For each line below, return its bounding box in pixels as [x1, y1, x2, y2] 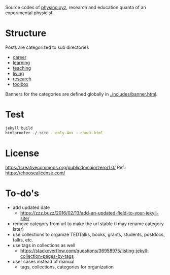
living [12, 70, 24, 76]
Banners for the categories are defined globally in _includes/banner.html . [5, 91, 158, 97]
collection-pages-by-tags [20, 253, 74, 259]
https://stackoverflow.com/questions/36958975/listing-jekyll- [20, 248, 149, 254]
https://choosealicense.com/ [5, 170, 65, 176]
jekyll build [5, 126, 33, 131]
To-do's [5, 188, 39, 199]
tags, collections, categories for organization [20, 264, 114, 270]
